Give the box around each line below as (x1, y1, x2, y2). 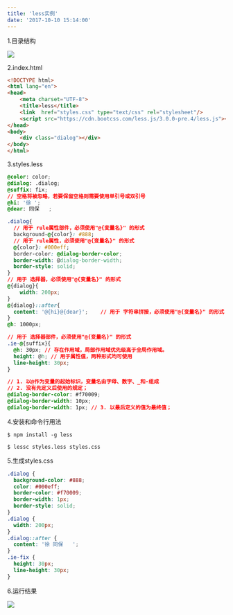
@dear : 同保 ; (7, 206, 52, 213)
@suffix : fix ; (7, 186, 49, 193)
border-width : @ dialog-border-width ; (13, 257, 123, 264)
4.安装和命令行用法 (7, 417, 62, 426)
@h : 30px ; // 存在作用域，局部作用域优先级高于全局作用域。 (13, 346, 168, 353)
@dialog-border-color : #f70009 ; (7, 391, 101, 398)
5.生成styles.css (7, 456, 53, 465)
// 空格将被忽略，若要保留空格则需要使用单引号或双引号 (7, 193, 146, 199)
